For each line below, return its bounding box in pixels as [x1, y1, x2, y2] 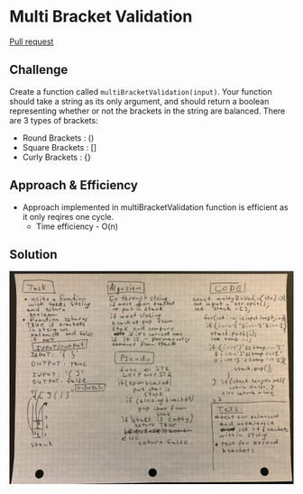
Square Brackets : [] [22, 142, 97, 152]
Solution [9, 246, 58, 262]
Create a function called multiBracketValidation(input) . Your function [9, 86, 272, 96]
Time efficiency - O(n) [35, 221, 119, 232]
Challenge [9, 62, 69, 78]
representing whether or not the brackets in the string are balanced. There [9, 105, 286, 116]
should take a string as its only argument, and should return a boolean [9, 96, 270, 106]
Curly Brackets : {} [22, 151, 92, 162]
